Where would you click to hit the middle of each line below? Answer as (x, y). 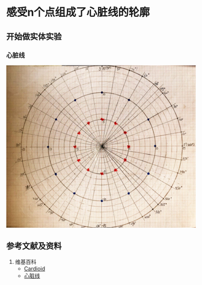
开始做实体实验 (34, 36)
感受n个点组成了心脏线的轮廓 (78, 12)
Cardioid (35, 268)
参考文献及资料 (34, 246)
